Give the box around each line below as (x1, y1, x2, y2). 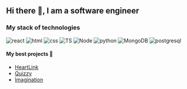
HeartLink (14, 63, 39, 71)
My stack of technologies (6, 24, 81, 32)
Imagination (14, 76, 44, 83)
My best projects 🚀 (6, 51, 53, 58)
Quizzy (14, 70, 32, 77)
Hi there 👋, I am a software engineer (6, 6, 139, 16)
